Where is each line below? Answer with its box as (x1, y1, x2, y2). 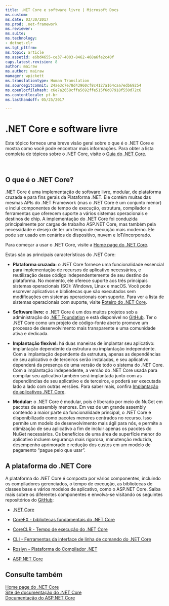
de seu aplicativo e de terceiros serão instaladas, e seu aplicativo (12, 357, 149, 363)
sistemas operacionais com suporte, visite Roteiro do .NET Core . (12, 299, 148, 305)
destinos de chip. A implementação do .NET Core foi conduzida (5, 216, 138, 222)
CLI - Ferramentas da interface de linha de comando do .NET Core (12, 536, 151, 542)
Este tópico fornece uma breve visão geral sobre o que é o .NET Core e (5, 140, 154, 146)
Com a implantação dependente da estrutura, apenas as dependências (12, 351, 161, 357)
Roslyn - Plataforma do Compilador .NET (12, 546, 98, 552)
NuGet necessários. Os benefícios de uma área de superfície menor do (12, 431, 161, 437)
